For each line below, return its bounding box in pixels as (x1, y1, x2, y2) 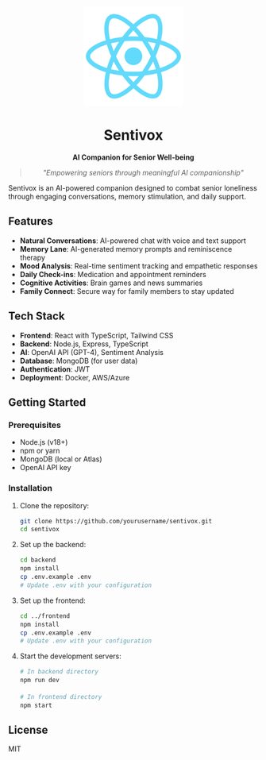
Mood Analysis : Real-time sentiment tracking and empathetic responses (19, 260, 258, 271)
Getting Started (8, 395, 87, 409)
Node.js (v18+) (19, 438, 68, 447)
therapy (19, 253, 46, 262)
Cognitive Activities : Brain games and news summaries (19, 278, 203, 287)
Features (8, 214, 53, 228)
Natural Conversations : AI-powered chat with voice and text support (19, 236, 246, 245)
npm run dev (19, 677, 60, 685)
